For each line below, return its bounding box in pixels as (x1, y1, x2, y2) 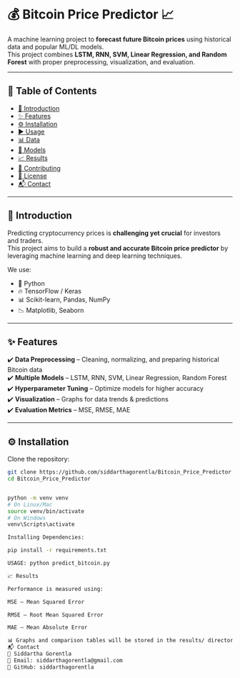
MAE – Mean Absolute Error (7, 624, 88, 632)
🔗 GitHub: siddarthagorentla (7, 663, 94, 671)
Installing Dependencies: (7, 534, 84, 541)
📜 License (17, 171, 48, 180)
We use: (7, 265, 32, 274)
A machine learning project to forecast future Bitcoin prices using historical (7, 34, 231, 44)
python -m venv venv (7, 494, 69, 502)
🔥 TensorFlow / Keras (17, 286, 82, 295)
